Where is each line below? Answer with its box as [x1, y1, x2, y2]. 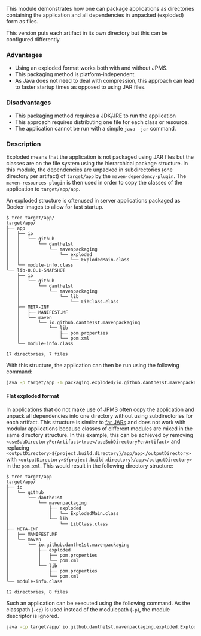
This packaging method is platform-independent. [14, 71, 136, 78]
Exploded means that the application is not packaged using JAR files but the [6, 153, 194, 161]
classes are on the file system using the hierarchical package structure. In [6, 159, 188, 167]
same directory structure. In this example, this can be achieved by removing [6, 431, 193, 438]
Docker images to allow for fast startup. [6, 203, 103, 210]
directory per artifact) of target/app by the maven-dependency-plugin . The [6, 172, 187, 179]
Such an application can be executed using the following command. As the [6, 599, 190, 607]
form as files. [6, 18, 39, 25]
